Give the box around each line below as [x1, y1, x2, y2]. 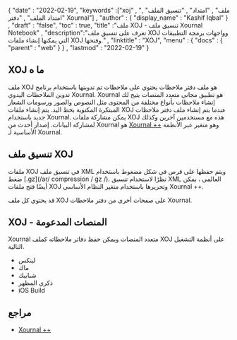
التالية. [8, 242, 25, 251]
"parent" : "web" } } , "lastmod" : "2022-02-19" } [8, 44, 150, 52]
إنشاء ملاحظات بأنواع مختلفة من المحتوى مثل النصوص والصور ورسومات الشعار [8, 98, 216, 106]
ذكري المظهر [18, 279, 54, 287]
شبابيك [18, 271, 37, 280]
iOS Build [18, 286, 45, 295]
